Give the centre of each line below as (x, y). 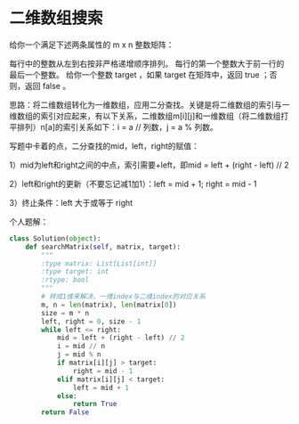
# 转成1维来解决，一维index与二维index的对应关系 (124, 297)
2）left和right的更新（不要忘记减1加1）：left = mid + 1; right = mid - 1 (133, 183)
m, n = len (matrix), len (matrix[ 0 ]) (109, 305)
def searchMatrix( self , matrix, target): (103, 247)
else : (67, 396)
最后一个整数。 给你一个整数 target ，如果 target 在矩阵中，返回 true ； (139, 74)
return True (95, 404)
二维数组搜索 (57, 18)
